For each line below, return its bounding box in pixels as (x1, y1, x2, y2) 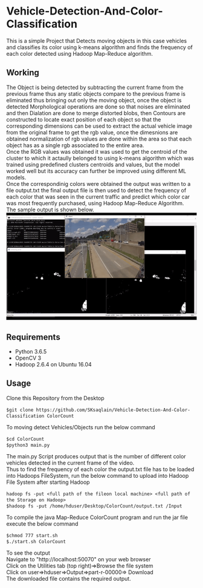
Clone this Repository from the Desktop (6, 394, 105, 401)
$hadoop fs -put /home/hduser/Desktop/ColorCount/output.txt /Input (6, 503, 182, 509)
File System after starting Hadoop (6, 478, 90, 486)
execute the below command (6, 520, 79, 527)
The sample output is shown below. (6, 206, 95, 213)
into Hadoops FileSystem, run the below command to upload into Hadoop (6, 472, 189, 479)
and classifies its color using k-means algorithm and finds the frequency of (6, 44, 193, 51)
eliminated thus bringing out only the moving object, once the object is (6, 96, 182, 104)
